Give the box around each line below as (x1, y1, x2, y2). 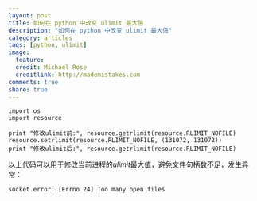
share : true (8, 85, 48, 94)
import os (8, 107, 41, 115)
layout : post (8, 11, 52, 20)
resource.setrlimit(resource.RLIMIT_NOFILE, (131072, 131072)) (8, 137, 223, 145)
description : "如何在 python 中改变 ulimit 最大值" (8, 26, 173, 34)
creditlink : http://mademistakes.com (15, 71, 141, 79)
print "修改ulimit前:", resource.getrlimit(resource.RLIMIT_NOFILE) (8, 129, 237, 137)
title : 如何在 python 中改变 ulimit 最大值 (8, 19, 144, 27)
